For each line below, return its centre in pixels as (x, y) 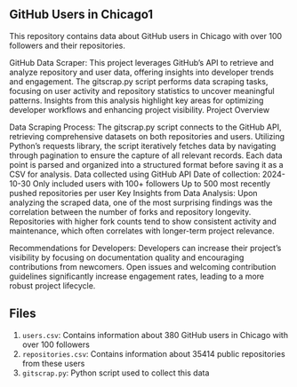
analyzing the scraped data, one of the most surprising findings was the (141, 202)
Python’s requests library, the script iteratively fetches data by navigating (143, 146)
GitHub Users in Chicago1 (81, 15)
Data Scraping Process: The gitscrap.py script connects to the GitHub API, (145, 127)
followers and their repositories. (68, 45)
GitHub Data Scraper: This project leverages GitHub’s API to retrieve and (141, 62)
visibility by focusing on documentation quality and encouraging (127, 257)
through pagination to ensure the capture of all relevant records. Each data (146, 155)
